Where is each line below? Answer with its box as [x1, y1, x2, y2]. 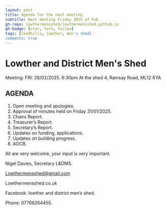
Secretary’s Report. [12, 124, 53, 130]
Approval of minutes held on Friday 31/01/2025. [12, 108, 112, 114]
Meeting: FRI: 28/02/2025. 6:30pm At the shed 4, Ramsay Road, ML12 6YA [5, 74, 161, 80]
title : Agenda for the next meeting [5, 12, 83, 17]
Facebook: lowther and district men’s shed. [5, 190, 95, 196]
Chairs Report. [12, 113, 43, 119]
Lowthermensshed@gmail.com [5, 170, 71, 176]
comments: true [5, 36, 38, 41]
